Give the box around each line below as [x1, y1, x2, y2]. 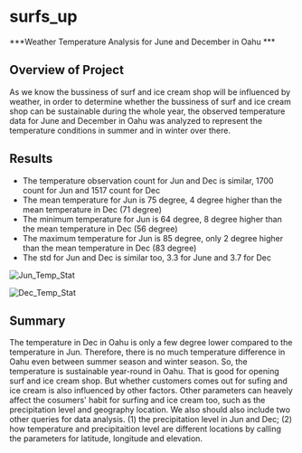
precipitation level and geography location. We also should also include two [9, 404, 291, 415]
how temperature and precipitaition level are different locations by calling [9, 423, 282, 435]
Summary [9, 313, 66, 328]
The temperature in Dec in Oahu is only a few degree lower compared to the [9, 337, 293, 348]
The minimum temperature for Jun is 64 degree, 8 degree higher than [22, 213, 283, 224]
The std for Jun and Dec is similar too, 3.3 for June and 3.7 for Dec [22, 251, 271, 263]
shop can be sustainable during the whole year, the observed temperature [9, 106, 286, 117]
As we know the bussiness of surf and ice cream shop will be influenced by [9, 86, 291, 97]
